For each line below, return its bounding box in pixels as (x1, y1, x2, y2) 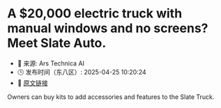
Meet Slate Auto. (7, 36, 107, 51)
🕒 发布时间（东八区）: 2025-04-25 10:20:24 (17, 68, 146, 76)
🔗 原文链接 (17, 79, 48, 87)
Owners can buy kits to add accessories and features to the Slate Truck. (7, 93, 215, 101)
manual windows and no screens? (7, 20, 208, 36)
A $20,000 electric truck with (7, 6, 183, 22)
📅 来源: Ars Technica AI (17, 59, 85, 68)
